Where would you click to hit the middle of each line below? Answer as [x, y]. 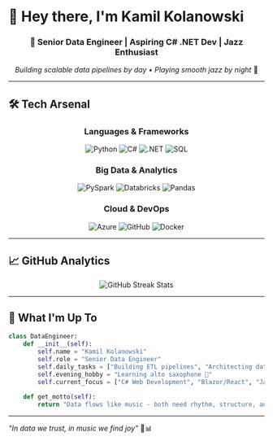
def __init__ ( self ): [58, 344]
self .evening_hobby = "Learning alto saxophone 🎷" [125, 374]
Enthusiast [136, 52]
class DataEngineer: [43, 337]
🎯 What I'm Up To [53, 318]
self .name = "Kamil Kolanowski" [93, 352]
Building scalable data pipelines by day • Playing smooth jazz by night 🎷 [136, 70]
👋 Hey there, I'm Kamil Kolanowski [126, 17]
